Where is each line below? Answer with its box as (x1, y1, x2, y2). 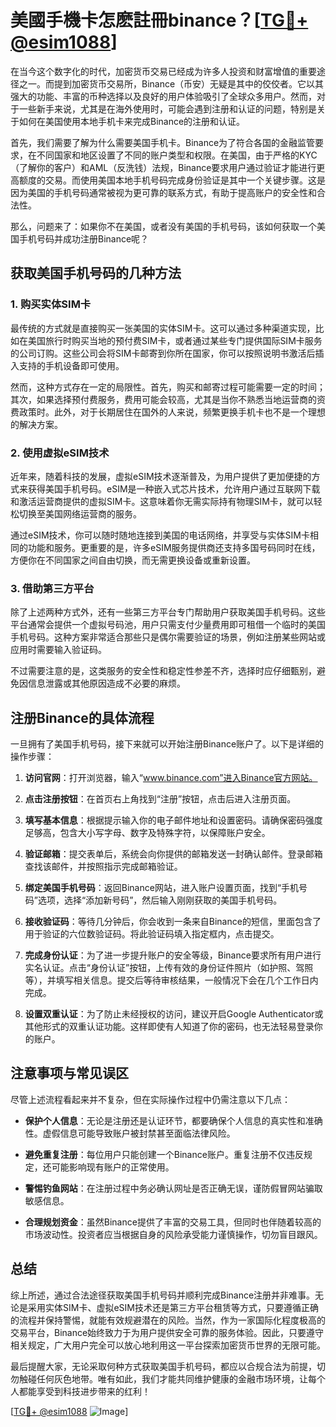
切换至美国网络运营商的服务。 (18, 507, 142, 520)
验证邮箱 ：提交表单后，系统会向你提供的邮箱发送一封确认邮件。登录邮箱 (24, 848, 323, 860)
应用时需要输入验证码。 (10, 644, 107, 656)
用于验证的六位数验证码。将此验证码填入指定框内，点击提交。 (24, 928, 280, 940)
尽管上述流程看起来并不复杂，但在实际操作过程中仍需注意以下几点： (10, 1093, 291, 1105)
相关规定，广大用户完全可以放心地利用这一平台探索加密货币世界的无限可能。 (10, 1339, 326, 1351)
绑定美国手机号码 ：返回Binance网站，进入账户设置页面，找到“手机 (24, 882, 300, 894)
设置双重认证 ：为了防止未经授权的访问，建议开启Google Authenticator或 (24, 1008, 324, 1020)
